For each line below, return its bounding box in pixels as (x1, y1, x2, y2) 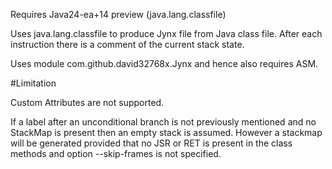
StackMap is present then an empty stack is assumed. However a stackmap (10, 127, 323, 138)
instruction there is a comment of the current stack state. (10, 39, 245, 50)
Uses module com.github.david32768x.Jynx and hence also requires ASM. (10, 58, 319, 69)
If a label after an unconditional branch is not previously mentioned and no (10, 116, 317, 128)
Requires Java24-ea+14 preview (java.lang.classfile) (10, 9, 227, 20)
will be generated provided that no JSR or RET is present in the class (10, 137, 293, 149)
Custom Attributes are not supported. (10, 97, 165, 108)
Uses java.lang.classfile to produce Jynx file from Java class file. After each (10, 28, 323, 39)
